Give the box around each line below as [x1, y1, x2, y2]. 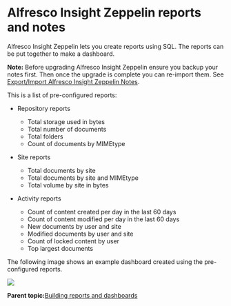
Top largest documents [27, 244, 94, 252]
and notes [7, 19, 66, 35]
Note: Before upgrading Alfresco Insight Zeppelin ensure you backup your [7, 63, 219, 71]
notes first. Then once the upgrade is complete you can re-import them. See [7, 70, 224, 79]
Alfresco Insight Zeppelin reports [7, 5, 201, 21]
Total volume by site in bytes [27, 181, 109, 189]
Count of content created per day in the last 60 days [27, 207, 177, 216]
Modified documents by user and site [27, 229, 134, 238]
